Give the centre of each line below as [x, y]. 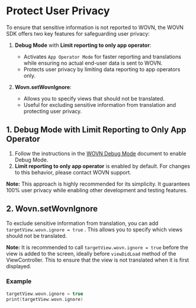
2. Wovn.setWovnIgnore [52, 209]
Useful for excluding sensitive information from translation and [100, 104]
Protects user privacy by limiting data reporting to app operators [102, 69]
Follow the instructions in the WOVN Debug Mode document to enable [100, 153]
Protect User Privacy [58, 11]
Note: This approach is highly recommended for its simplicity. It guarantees [98, 184]
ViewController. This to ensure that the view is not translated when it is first [98, 260]
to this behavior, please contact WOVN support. [73, 172]
